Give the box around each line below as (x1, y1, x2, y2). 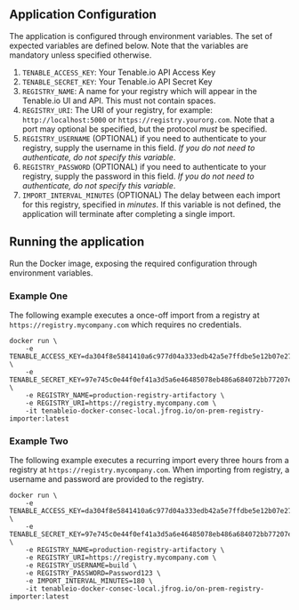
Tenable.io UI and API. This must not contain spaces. (21, 95, 216, 106)
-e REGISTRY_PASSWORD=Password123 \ (25, 569, 162, 578)
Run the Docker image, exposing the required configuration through (9, 258, 258, 269)
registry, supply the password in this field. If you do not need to (21, 171, 255, 181)
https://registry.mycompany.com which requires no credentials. (9, 319, 242, 330)
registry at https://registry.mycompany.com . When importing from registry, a (9, 464, 290, 475)
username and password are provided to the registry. (9, 474, 205, 485)
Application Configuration (9, 7, 158, 22)
